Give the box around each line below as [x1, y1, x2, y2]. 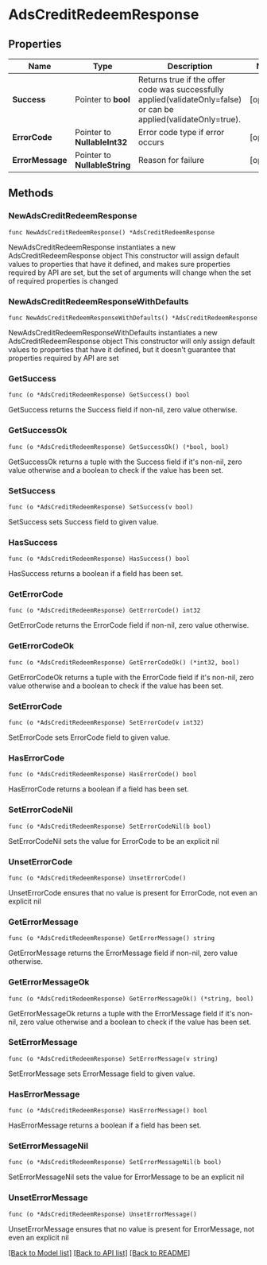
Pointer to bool [75, 94, 131, 105]
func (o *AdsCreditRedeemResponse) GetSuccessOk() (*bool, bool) [8, 443, 229, 451]
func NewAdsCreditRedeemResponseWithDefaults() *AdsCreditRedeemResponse [8, 314, 258, 322]
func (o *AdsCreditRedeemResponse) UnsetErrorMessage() [8, 1210, 197, 1218]
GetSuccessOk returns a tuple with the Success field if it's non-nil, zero [8, 457, 242, 466]
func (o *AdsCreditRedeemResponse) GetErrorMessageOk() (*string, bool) [8, 995, 254, 1003]
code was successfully [137, 84, 224, 95]
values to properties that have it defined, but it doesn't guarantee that [8, 344, 236, 354]
